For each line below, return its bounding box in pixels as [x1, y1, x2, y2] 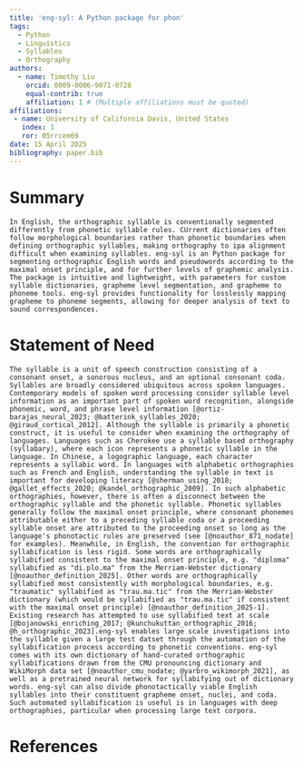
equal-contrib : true [25, 89, 103, 98]
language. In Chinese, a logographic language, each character [9, 452, 254, 461]
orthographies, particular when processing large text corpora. [9, 706, 258, 715]
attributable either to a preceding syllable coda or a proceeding [9, 515, 270, 524]
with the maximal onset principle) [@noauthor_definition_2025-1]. [9, 602, 270, 612]
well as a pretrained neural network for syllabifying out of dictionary [9, 674, 295, 683]
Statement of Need [9, 335, 155, 355]
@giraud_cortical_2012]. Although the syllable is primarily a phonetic [9, 420, 290, 429]
